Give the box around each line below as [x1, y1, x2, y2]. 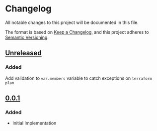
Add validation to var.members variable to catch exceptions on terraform [5, 75, 153, 81]
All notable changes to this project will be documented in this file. [5, 19, 139, 25]
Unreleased [5, 49, 42, 57]
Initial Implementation [12, 120, 57, 126]
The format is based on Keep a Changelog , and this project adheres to [5, 29, 149, 35]
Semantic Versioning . [5, 34, 49, 40]
